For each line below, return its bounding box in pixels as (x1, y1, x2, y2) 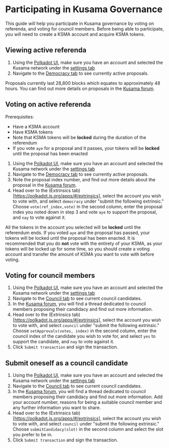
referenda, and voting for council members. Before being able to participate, (5, 25, 164, 31)
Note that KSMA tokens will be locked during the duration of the (12, 134, 147, 140)
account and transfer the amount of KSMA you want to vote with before (5, 251, 154, 257)
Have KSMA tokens (12, 129, 53, 135)
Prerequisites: (5, 113, 34, 120)
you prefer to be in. (12, 432, 53, 438)
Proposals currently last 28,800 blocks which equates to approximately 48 (5, 80, 160, 86)
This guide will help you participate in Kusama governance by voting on (5, 20, 154, 26)
